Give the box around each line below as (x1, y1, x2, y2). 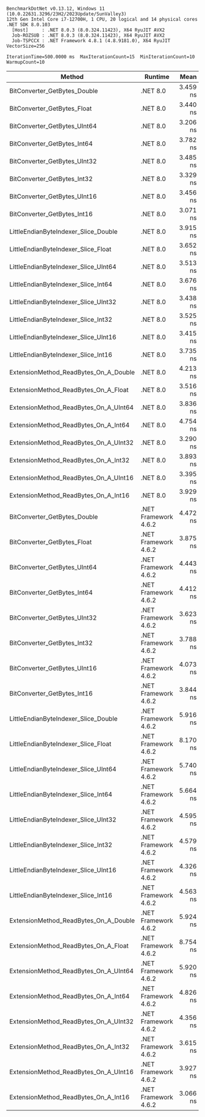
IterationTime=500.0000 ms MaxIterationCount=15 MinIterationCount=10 (6, 54, 195, 60)
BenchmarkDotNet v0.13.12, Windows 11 (6, 6, 105, 12)
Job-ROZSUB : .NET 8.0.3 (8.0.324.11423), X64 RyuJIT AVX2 (12, 32, 165, 39)
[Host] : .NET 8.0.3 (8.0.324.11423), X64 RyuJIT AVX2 (12, 27, 165, 33)
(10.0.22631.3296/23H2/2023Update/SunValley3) (6, 11, 127, 17)
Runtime (144, 73, 170, 81)
